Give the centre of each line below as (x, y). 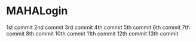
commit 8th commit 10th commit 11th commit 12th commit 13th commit (92, 33)
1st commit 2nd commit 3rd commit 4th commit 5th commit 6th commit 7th (98, 27)
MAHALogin (37, 11)
